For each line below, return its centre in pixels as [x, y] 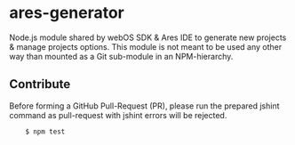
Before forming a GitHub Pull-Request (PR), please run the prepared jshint [144, 106]
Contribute [40, 84]
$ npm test [45, 132]
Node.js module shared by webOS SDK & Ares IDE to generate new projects [148, 37]
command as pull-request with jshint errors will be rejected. [118, 115]
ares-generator [67, 13]
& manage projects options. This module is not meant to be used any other [146, 46]
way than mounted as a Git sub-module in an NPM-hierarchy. [121, 56]
